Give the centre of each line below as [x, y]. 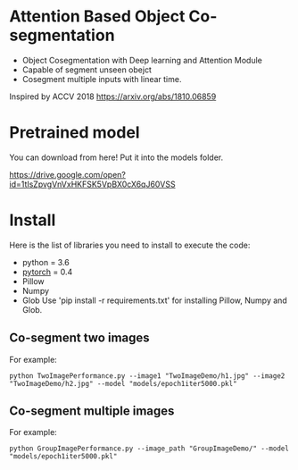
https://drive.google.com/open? [68, 174]
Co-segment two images [79, 338]
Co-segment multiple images [92, 411]
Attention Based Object [97, 17]
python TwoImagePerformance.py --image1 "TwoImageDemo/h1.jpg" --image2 [147, 376]
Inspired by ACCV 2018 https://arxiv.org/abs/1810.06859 [113, 97]
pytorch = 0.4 [47, 272]
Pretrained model [74, 133]
